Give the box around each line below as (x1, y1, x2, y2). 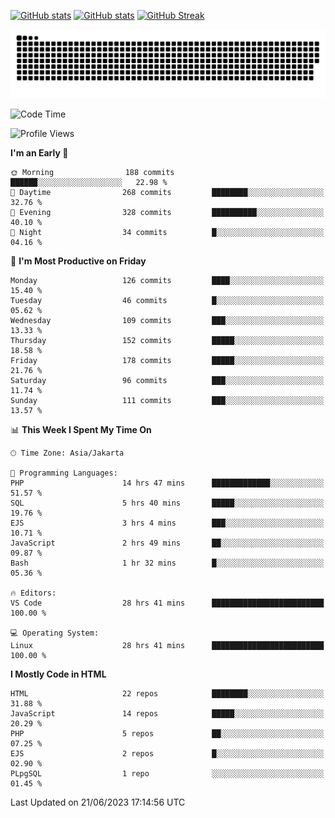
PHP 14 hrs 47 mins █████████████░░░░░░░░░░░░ (10, 478, 325, 488)
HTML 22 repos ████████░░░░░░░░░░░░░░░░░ (10, 688, 325, 699)
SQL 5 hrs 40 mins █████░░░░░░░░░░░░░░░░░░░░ (10, 498, 325, 508)
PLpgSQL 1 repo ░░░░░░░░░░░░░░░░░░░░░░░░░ (10, 768, 325, 779)
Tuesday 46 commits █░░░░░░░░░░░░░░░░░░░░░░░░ (10, 295, 325, 305)
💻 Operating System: (10, 628, 100, 638)
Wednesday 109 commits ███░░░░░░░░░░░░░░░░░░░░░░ (10, 315, 325, 325)
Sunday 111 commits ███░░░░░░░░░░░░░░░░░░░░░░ (10, 395, 325, 405)
